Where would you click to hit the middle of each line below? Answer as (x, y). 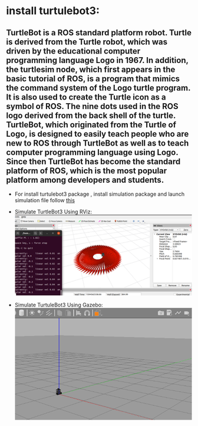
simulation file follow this (45, 200)
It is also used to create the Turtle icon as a (86, 97)
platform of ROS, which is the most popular (87, 171)
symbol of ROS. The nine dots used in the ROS (92, 106)
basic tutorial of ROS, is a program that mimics (93, 79)
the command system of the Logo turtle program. (98, 87)
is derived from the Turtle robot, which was (87, 42)
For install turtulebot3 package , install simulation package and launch (99, 194)
